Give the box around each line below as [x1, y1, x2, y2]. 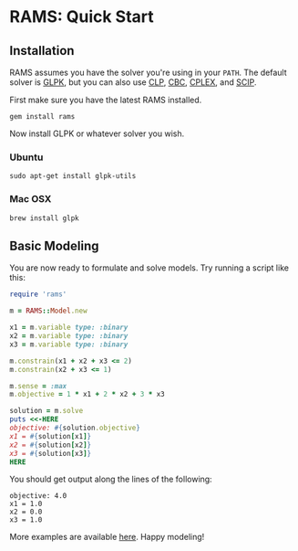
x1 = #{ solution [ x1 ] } [9, 431, 92, 440]
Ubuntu [9, 151, 44, 164]
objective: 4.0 [9, 492, 67, 501]
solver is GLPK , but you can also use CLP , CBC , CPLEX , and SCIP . [9, 77, 257, 88]
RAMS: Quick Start [9, 6, 154, 27]
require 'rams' [9, 290, 67, 299]
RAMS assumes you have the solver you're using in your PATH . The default [9, 67, 287, 78]
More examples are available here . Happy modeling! [9, 532, 205, 543]
